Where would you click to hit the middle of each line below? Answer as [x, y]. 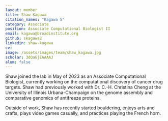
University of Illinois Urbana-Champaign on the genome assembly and [79, 93]
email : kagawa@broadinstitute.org [42, 34]
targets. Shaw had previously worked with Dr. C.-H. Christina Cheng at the [83, 87]
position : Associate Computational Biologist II [58, 29]
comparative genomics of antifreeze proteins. [53, 98]
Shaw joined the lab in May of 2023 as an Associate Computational [76, 76]
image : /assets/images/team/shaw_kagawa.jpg [53, 52]
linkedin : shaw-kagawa [29, 43]
